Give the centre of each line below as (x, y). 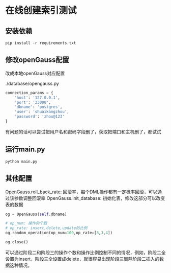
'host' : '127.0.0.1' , (37, 98)
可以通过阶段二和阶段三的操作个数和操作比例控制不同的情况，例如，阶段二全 (85, 252)
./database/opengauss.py (32, 83)
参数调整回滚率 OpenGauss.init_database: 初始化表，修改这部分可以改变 (90, 198)
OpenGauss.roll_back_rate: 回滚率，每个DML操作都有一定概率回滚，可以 (81, 192)
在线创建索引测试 (41, 10)
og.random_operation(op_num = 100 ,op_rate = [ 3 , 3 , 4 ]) (59, 233)
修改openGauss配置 (37, 60)
